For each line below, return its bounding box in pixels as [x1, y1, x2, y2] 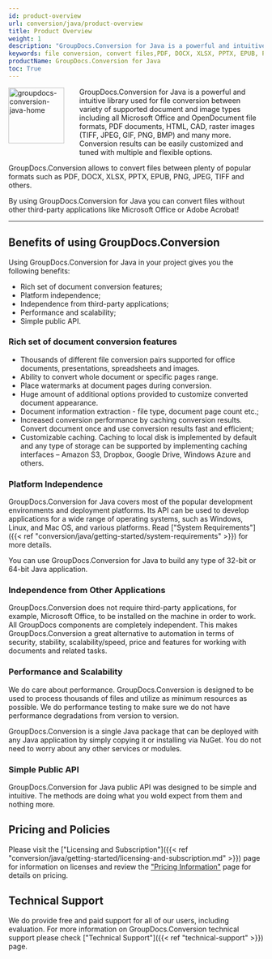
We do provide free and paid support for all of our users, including [8, 915, 229, 925]
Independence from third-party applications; [19, 299, 169, 308]
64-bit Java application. [8, 565, 88, 574]
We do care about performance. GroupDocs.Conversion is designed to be [8, 685, 254, 695]
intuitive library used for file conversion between [79, 95, 241, 105]
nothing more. [8, 800, 55, 810]
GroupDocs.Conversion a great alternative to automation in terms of [8, 629, 235, 639]
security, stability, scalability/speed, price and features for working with [8, 638, 247, 647]
